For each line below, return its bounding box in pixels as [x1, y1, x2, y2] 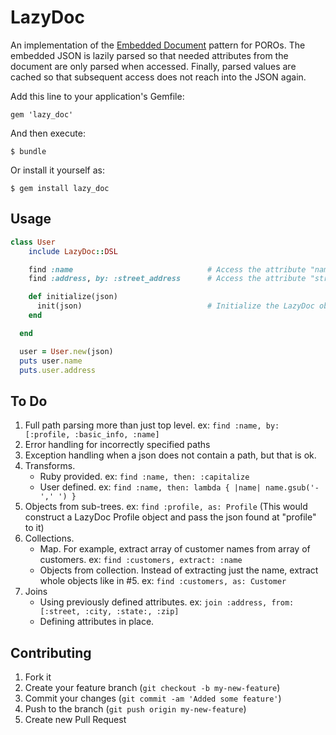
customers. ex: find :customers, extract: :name [39, 554, 243, 566]
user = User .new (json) [19, 346, 114, 356]
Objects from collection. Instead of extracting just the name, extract [39, 564, 319, 576]
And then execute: [10, 127, 86, 139]
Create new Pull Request [24, 714, 127, 725]
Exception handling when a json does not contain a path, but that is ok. [24, 449, 317, 461]
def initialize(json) [28, 292, 118, 302]
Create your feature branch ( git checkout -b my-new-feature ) [24, 682, 281, 693]
